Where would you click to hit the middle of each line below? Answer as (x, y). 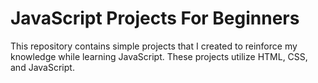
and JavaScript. (42, 67)
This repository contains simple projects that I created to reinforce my (154, 46)
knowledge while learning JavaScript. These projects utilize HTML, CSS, (159, 56)
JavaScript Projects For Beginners (155, 18)
